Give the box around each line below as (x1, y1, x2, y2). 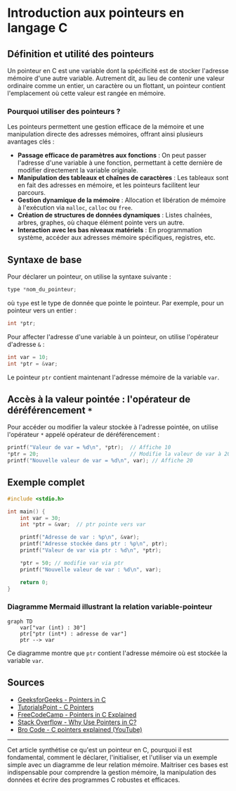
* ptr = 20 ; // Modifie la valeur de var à (7, 450, 221, 458)
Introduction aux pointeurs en (7, 5, 185, 21)
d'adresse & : (7, 340, 45, 348)
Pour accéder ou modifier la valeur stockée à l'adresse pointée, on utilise (7, 423, 219, 431)
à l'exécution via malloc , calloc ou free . (17, 203, 133, 212)
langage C (7, 20, 68, 36)
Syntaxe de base (7, 253, 82, 265)
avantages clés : (7, 137, 55, 146)
